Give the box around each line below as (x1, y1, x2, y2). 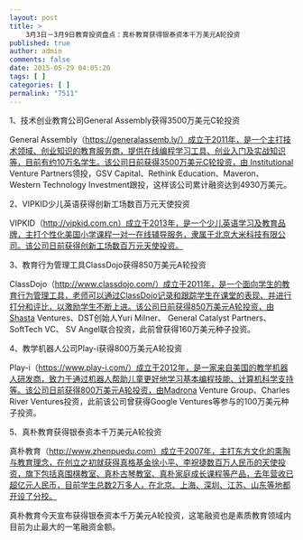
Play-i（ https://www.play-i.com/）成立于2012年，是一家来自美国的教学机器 (9, 362, 289, 373)
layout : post (9, 13, 59, 23)
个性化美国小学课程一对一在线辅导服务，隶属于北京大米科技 (40, 228, 262, 239)
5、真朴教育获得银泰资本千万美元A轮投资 (9, 426, 162, 437)
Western (9, 179, 41, 190)
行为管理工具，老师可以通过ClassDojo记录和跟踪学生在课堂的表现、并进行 (16, 290, 292, 301)
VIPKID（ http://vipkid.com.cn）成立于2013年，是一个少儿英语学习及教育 (9, 218, 278, 228)
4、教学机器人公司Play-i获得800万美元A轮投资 (9, 342, 183, 353)
